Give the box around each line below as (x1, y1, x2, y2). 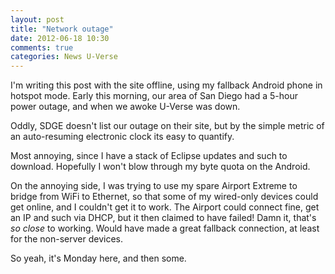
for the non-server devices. (10, 233, 124, 245)
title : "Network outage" (10, 24, 114, 34)
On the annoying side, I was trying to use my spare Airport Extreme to (10, 180, 298, 192)
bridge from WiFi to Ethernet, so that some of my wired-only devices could (10, 191, 319, 203)
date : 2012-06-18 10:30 (10, 33, 110, 43)
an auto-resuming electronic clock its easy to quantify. (10, 131, 235, 143)
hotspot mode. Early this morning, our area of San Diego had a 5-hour (10, 90, 299, 102)
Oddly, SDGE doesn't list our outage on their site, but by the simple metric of (10, 120, 325, 132)
